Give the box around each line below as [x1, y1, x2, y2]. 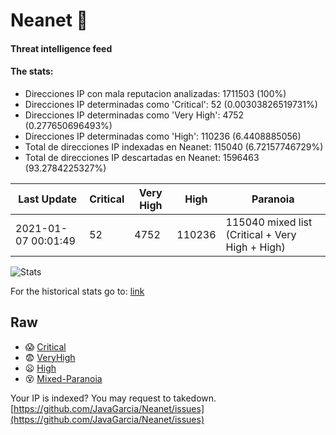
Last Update [18, 192, 78, 206]
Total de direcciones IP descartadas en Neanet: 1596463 [24, 151, 260, 163]
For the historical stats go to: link [10, 285, 145, 297]
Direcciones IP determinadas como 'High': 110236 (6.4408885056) [24, 130, 302, 142]
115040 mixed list [225, 215, 313, 229]
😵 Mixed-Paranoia [24, 372, 103, 384]
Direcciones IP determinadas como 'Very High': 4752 [24, 109, 245, 121]
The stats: [10, 65, 54, 78]
